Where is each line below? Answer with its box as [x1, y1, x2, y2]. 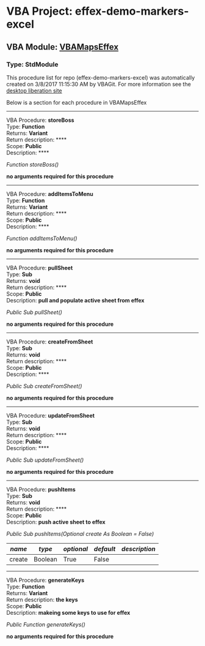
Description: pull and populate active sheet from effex [6, 296, 145, 304]
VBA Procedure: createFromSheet [6, 338, 93, 345]
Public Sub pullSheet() [6, 308, 63, 316]
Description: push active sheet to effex [6, 518, 106, 525]
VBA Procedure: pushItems [6, 486, 76, 493]
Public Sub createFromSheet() [6, 382, 82, 389]
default [93, 544, 116, 553]
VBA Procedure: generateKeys [6, 576, 85, 584]
